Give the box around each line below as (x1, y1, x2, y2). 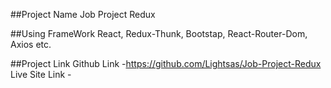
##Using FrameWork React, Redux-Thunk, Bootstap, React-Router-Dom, (10, 28, 308, 39)
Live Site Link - (10, 69, 72, 80)
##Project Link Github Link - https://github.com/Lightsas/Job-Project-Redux (10, 58, 322, 69)
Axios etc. (10, 39, 52, 50)
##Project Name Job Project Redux (10, 9, 156, 20)
